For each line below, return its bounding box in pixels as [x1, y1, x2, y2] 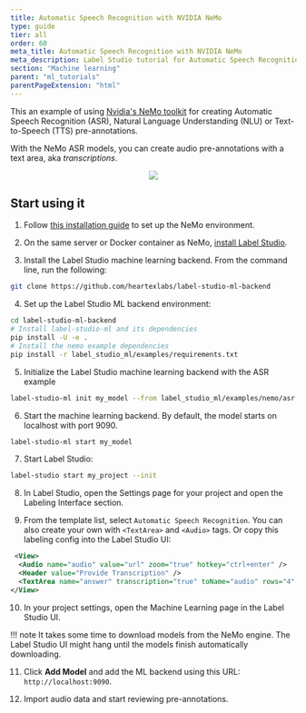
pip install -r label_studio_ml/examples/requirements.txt [10, 350, 239, 359]
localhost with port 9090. [23, 420, 118, 431]
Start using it [10, 196, 85, 212]
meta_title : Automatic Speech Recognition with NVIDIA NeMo [10, 47, 243, 56]
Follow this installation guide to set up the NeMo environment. [23, 220, 255, 231]
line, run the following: [23, 264, 107, 275]
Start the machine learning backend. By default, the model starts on [23, 410, 278, 421]
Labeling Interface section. [23, 497, 124, 509]
